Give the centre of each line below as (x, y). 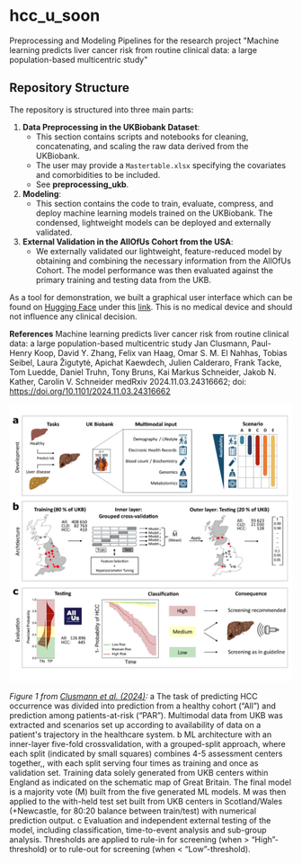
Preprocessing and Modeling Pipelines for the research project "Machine (144, 40)
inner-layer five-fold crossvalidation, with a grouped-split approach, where (147, 743)
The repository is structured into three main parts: (102, 110)
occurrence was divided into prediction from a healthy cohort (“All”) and (143, 706)
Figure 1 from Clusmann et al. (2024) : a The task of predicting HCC (133, 696)
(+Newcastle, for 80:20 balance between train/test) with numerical (133, 811)
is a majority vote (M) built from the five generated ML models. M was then (148, 791)
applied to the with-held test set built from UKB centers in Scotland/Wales (146, 801)
